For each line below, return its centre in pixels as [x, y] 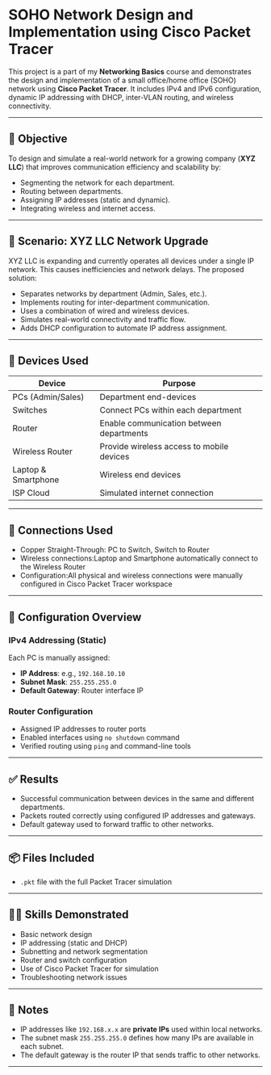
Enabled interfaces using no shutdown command [100, 737]
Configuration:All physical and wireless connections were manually [131, 576]
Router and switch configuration [73, 960]
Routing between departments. [71, 191]
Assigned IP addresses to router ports [83, 729]
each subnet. [42, 1047]
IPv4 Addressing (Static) [58, 640]
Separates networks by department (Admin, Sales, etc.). [113, 293]
